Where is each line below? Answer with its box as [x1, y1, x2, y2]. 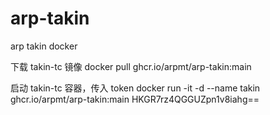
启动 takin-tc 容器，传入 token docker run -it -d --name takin [10, 82, 261, 94]
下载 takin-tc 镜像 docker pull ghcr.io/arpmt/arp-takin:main [10, 60, 252, 72]
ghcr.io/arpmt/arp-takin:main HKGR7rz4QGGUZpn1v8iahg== [10, 93, 260, 105]
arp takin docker [10, 40, 78, 52]
